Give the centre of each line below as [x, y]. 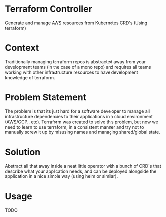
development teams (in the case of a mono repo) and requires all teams [78, 67]
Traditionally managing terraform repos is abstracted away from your [76, 62]
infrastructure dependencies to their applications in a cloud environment [79, 116]
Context [22, 48]
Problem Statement [46, 98]
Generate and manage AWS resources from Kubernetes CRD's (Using [76, 23]
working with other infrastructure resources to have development [72, 72]
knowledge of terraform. [30, 77]
